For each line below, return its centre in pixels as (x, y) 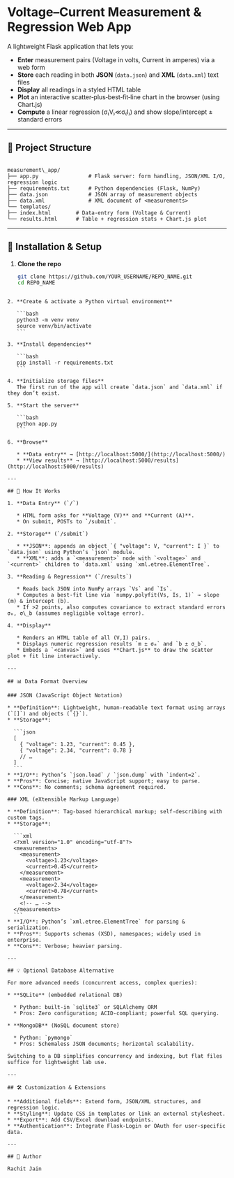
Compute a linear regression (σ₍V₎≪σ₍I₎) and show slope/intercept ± (115, 112)
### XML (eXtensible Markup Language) (63, 800)
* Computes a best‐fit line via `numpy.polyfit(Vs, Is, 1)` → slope (118, 595)
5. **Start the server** (43, 406)
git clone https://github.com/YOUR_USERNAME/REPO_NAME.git (105, 277)
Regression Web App (69, 27)
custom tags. (26, 818)
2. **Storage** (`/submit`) (48, 534)
